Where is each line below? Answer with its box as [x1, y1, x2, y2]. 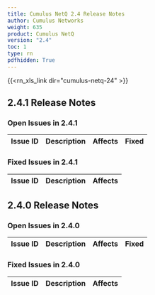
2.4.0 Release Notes [7, 200, 99, 212]
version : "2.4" [7, 37, 52, 44]
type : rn [7, 50, 33, 58]
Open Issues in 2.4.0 [7, 221, 80, 231]
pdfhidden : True [7, 57, 55, 64]
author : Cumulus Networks [7, 17, 84, 24]
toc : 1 [7, 43, 27, 50]
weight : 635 [7, 23, 42, 31]
